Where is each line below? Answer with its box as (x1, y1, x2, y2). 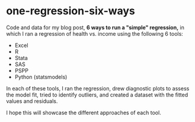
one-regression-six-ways (6, 4, 135, 18)
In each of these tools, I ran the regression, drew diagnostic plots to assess (6, 85, 190, 92)
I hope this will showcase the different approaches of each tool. (6, 109, 161, 116)
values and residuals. (6, 97, 58, 105)
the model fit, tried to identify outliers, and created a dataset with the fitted (6, 91, 188, 98)
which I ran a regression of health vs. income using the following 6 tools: (6, 30, 184, 37)
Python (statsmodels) (14, 73, 68, 80)
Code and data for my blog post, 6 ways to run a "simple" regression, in (6, 24, 185, 31)
